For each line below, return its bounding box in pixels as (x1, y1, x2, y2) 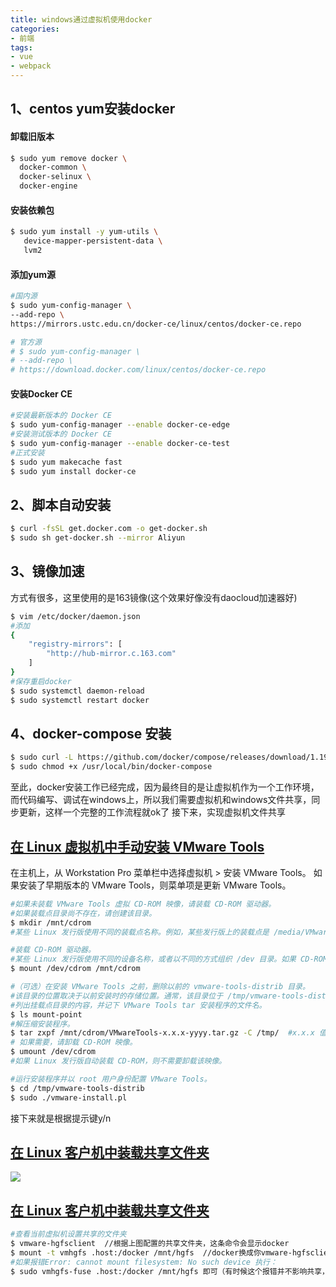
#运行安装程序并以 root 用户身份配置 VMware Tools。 (10, 1074, 212, 1084)
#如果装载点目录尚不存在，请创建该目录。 (10, 908, 157, 918)
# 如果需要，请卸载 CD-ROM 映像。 (10, 1037, 138, 1048)
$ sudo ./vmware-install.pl (10, 1092, 128, 1103)
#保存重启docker (10, 676, 72, 686)
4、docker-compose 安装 (10, 725, 172, 742)
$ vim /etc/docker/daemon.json (10, 611, 141, 621)
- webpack (10, 61, 52, 71)
